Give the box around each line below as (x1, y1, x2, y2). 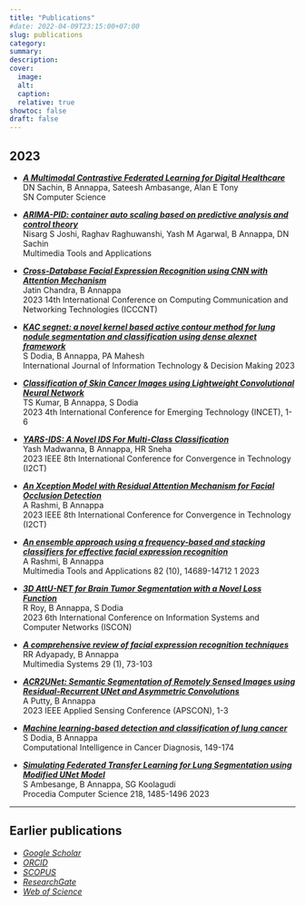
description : (9, 55, 59, 64)
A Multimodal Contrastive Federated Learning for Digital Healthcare (22, 172, 286, 182)
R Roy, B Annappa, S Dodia (22, 602, 124, 613)
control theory (22, 219, 79, 230)
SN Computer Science (22, 192, 106, 202)
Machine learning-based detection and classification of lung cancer (22, 723, 288, 734)
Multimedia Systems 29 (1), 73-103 (22, 658, 152, 669)
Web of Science (22, 886, 83, 897)
